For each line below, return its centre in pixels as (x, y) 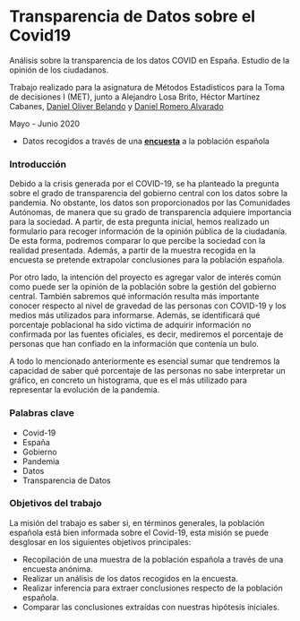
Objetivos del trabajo (56, 504)
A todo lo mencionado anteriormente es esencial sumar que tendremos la (145, 361)
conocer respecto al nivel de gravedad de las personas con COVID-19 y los (148, 306)
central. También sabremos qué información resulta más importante (134, 297)
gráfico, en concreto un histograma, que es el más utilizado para (129, 380)
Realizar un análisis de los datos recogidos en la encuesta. (130, 578)
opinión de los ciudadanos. (59, 70)
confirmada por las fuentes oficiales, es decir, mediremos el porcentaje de (146, 334)
